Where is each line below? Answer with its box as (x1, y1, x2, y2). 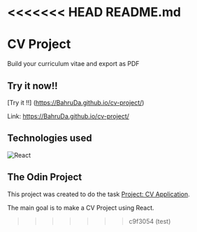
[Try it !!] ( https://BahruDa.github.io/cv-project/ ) (7, 98, 145, 107)
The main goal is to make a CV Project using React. (7, 203, 155, 212)
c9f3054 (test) (129, 217, 171, 225)
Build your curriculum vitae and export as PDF (7, 60, 140, 68)
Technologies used (7, 132, 92, 144)
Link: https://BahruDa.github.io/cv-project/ (7, 111, 129, 120)
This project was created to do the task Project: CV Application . (7, 190, 190, 198)
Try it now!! (7, 80, 58, 92)
